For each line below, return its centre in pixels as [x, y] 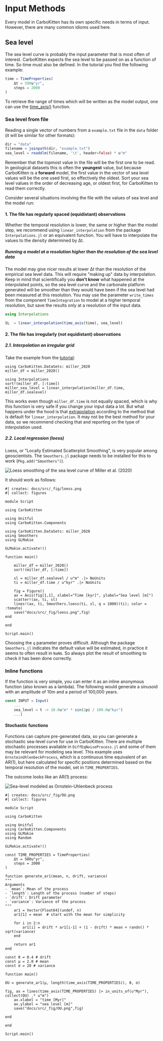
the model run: [20, 203]
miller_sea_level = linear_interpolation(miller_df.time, [65, 388]
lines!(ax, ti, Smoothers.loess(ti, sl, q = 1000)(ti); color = [80, 604]
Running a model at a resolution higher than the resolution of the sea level [81, 251]
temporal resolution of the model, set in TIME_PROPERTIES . [62, 767]
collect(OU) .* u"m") [27, 995]
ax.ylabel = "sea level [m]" [43, 1004]
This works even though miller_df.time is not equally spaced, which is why [81, 401]
